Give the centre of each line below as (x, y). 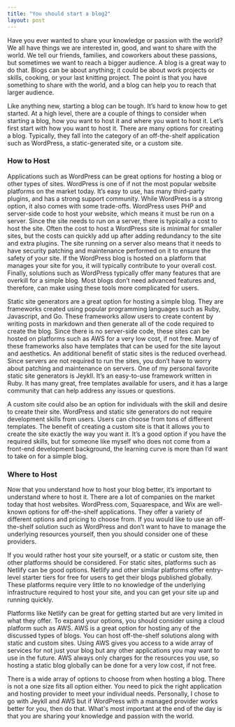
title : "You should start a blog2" (59, 14)
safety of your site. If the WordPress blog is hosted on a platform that (107, 258)
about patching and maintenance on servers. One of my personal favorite (113, 368)
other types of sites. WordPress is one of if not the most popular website (112, 183)
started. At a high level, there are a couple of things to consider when (107, 113)
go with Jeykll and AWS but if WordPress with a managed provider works (113, 701)
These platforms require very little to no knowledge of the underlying (106, 585)
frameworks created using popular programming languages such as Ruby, (114, 309)
